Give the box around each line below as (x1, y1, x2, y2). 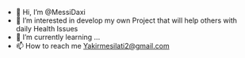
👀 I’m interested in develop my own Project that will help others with (15, 16, 238, 25)
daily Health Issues (15, 24, 78, 33)
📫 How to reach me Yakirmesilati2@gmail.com (15, 42, 170, 50)
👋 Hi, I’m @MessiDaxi (15, 8, 86, 16)
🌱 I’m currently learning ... (15, 32, 101, 42)
